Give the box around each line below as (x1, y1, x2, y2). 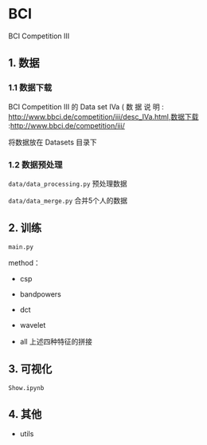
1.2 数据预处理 (8, 159, 63, 170)
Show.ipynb (8, 384, 45, 392)
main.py (8, 242, 34, 251)
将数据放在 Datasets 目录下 (8, 137, 97, 147)
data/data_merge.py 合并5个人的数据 (8, 195, 128, 205)
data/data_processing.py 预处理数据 (8, 179, 127, 188)
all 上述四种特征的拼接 (19, 337, 93, 346)
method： (8, 258, 41, 267)
